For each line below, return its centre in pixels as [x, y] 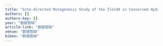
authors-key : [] [21, 18]
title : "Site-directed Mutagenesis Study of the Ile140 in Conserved [77, 9]
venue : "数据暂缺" [22, 32]
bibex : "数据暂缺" [22, 36]
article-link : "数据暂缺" [30, 27]
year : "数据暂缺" [21, 23]
